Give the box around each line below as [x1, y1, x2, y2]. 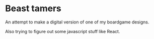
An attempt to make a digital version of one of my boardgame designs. [5, 19, 150, 25]
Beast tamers [5, 3, 62, 14]
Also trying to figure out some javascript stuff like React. [5, 28, 120, 34]
